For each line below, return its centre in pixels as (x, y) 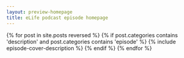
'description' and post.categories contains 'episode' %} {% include (91, 42)
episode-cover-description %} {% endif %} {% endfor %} (79, 48)
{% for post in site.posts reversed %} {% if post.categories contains (92, 35)
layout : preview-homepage (39, 12)
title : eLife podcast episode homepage (57, 18)
